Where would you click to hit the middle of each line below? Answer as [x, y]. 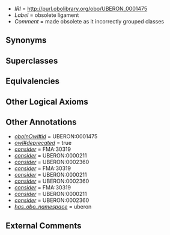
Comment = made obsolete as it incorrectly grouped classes [89, 21]
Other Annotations [41, 122]
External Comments [44, 226]
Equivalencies [32, 81]
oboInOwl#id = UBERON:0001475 [56, 136]
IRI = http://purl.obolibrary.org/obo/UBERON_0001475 [81, 9]
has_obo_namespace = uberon [53, 207]
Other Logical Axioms [47, 102]
